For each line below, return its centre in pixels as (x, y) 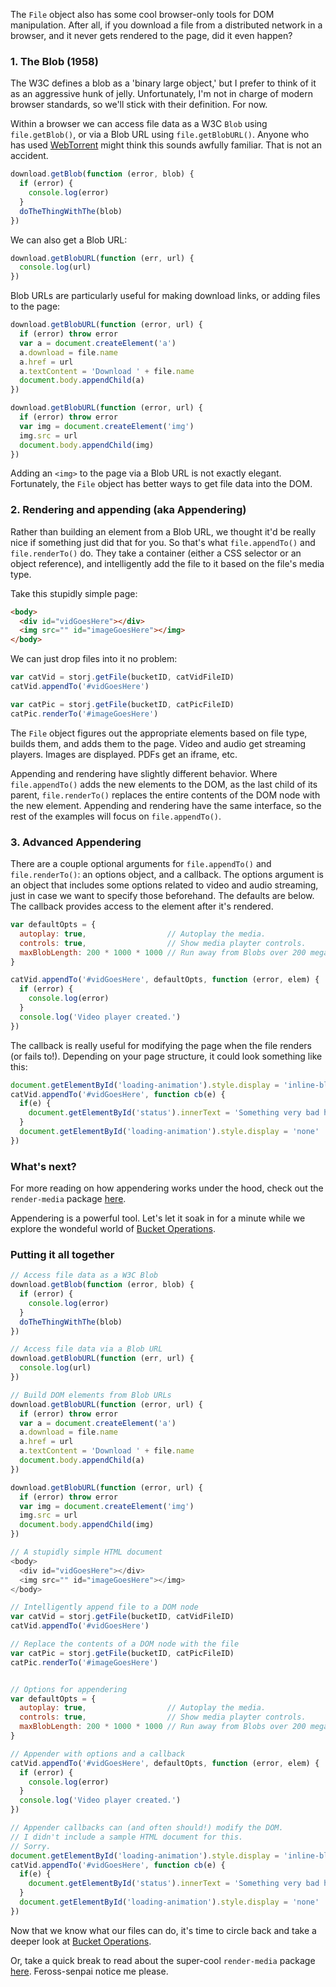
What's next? (43, 1166)
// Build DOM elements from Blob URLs (91, 1395)
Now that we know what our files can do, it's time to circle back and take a (163, 1930)
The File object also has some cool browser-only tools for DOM (142, 14)
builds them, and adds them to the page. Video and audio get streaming (158, 743)
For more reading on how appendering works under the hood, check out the (167, 1188)
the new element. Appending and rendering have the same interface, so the (166, 805)
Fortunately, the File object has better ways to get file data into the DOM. (161, 484)
